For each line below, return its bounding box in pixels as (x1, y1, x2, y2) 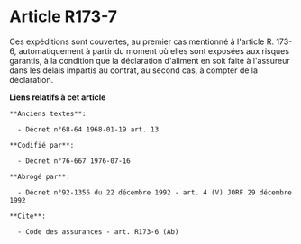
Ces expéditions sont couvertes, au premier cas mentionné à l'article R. (9, 36, 275, 47)
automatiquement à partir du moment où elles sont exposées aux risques (18, 45, 290, 56)
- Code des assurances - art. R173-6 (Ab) (17, 227, 179, 236)
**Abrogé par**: (9, 172, 70, 181)
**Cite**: (9, 212, 47, 221)
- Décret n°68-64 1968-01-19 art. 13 (17, 124, 160, 134)
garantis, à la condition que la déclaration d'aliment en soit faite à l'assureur (9, 55, 290, 66)
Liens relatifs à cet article (9, 92, 106, 103)
